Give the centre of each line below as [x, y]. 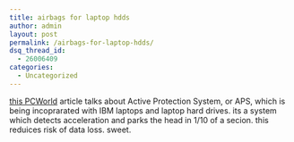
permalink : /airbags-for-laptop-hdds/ [82, 42]
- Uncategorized [48, 76]
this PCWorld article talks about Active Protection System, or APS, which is [147, 101]
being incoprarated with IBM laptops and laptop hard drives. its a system [143, 110]
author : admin [36, 26]
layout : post [34, 34]
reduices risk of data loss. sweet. [70, 129]
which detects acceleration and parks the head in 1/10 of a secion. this [139, 120]
